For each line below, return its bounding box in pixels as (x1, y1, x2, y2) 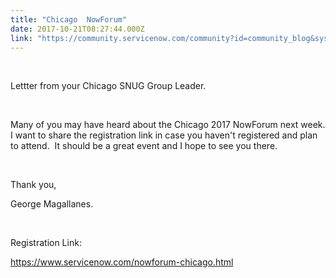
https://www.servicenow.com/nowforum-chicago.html (10, 256, 234, 268)
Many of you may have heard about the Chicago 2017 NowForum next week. (10, 119, 326, 131)
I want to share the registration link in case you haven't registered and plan (10, 129, 318, 141)
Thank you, (10, 179, 57, 191)
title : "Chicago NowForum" (10, 14, 128, 25)
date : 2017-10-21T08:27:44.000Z (10, 24, 145, 34)
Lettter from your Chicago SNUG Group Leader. (10, 80, 207, 92)
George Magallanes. (10, 198, 94, 210)
